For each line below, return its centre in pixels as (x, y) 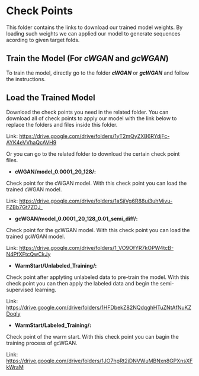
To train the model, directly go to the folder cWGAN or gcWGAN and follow (98, 73)
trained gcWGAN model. (36, 236)
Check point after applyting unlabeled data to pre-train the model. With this (98, 277)
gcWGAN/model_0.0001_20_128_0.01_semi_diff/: (76, 218)
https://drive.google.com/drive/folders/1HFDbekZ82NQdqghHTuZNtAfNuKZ (99, 307)
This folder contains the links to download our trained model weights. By (94, 27)
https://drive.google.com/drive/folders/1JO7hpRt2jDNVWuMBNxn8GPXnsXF (99, 361)
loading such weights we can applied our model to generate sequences (93, 33)
